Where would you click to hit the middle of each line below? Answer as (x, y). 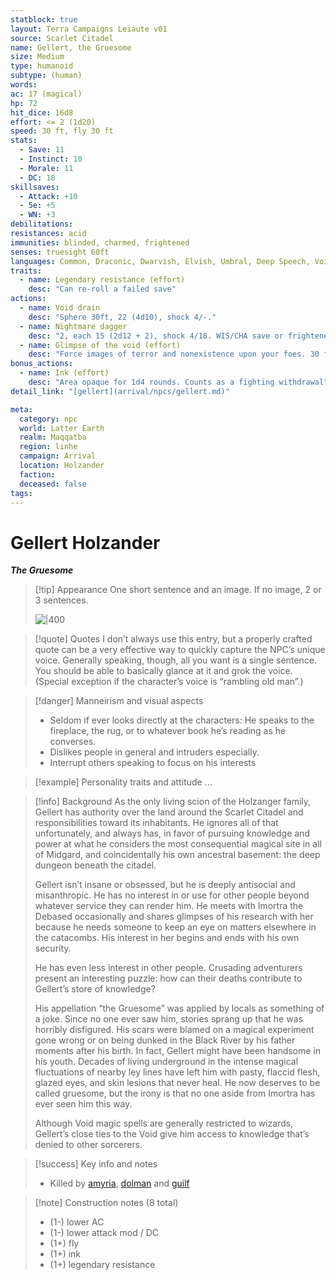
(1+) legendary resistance (102, 1265)
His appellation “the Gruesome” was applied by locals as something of (179, 1008)
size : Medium (37, 57)
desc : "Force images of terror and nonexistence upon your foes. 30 (174, 354)
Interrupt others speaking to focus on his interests (153, 763)
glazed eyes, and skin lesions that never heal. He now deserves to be (177, 1083)
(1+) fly (64, 1243)
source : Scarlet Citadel (62, 38)
